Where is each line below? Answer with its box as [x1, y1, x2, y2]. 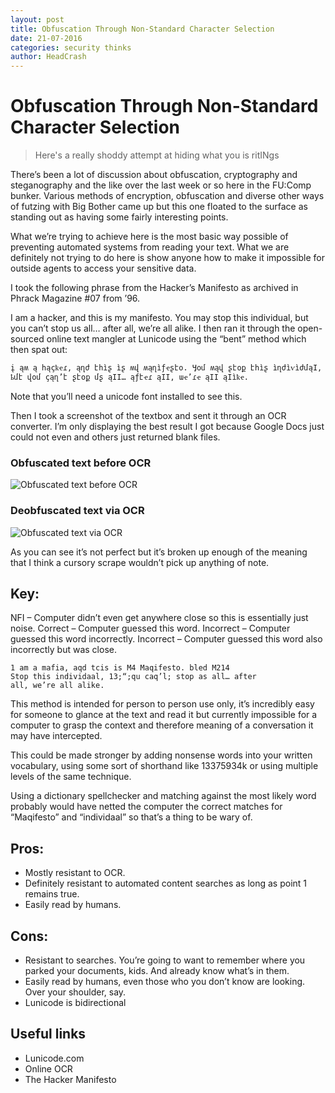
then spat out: [10, 344, 68, 356]
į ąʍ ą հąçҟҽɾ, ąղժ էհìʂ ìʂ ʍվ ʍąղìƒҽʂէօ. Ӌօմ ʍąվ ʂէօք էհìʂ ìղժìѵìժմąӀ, [10, 363, 323, 373]
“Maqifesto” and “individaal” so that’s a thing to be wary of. [10, 811, 253, 823]
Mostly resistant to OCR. [24, 867, 126, 879]
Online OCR [24, 1062, 73, 1075]
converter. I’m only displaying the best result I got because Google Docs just [10, 421, 325, 433]
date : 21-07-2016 [10, 33, 83, 43]
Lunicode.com [24, 1052, 85, 1064]
